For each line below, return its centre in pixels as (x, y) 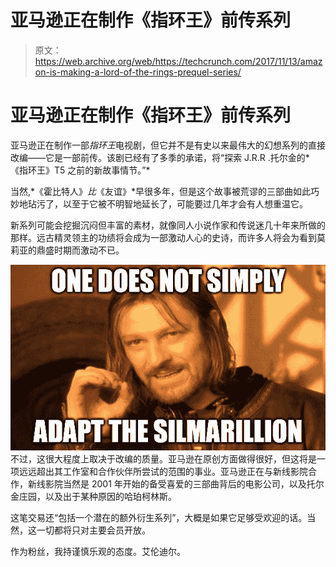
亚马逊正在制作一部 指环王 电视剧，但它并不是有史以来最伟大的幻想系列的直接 (168, 145)
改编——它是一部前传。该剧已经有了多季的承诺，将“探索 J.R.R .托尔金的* (160, 157)
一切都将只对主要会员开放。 (93, 530)
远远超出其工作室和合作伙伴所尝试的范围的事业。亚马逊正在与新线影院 (163, 472)
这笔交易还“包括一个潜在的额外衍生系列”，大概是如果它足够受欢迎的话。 (159, 518)
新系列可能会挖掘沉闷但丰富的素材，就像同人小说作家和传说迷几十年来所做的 (168, 225)
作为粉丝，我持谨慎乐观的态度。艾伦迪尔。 (98, 552)
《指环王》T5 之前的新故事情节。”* (80, 170)
